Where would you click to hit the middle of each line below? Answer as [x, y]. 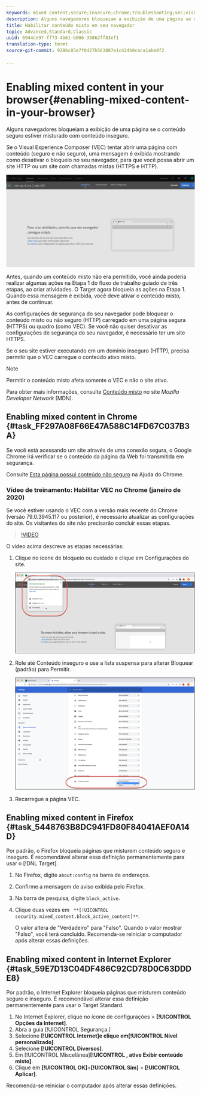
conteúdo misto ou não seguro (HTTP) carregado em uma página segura [96, 320]
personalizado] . [35, 1042]
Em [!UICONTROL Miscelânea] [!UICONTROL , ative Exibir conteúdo [99, 1055]
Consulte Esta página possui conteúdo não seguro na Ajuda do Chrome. [95, 474]
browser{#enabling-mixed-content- [98, 100]
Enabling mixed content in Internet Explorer [89, 959]
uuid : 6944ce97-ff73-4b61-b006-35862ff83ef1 [63, 38]
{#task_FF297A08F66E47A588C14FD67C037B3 [98, 426]
